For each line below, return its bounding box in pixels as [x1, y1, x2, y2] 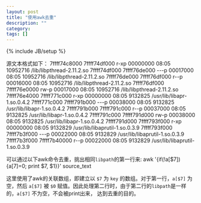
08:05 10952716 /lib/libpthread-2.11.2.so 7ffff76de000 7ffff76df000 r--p [6, 73, 183, 80]
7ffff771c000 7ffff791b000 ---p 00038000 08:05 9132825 [31, 98, 175, 106]
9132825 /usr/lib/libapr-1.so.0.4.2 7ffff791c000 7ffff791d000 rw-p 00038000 [6, 112, 196, 119]
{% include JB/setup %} [6, 47, 66, 55]
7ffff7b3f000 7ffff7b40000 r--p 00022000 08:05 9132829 [6, 137, 151, 144]
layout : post [6, 8, 39, 15]
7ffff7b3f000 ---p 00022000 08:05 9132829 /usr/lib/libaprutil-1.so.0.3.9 [6, 130, 185, 138]
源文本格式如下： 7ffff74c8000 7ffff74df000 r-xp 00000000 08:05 [6, 60, 171, 67]
